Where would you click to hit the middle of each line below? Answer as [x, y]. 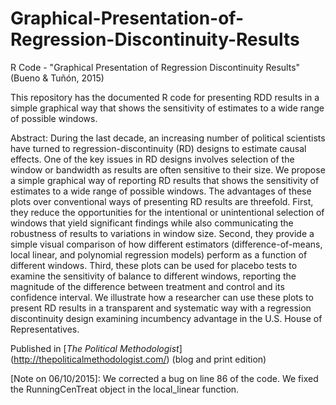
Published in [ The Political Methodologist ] [96, 348]
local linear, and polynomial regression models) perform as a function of [159, 254]
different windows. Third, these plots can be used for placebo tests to [154, 265]
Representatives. [45, 329]
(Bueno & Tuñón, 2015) [57, 78]
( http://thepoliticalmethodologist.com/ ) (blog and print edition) [138, 359]
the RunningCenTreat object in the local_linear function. [125, 389]
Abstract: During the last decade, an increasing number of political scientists [168, 138]
